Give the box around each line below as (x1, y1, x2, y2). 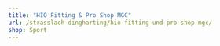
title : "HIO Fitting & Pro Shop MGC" (8, 11, 132, 19)
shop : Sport (8, 26, 47, 34)
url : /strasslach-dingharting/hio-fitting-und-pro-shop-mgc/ (8, 19, 213, 27)
